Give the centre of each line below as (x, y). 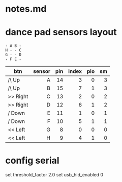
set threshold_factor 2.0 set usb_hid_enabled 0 (54, 175)
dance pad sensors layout (61, 32)
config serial (32, 161)
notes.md (26, 9)
